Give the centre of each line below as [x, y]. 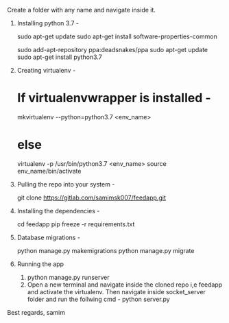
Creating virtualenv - [46, 70]
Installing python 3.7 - [48, 23]
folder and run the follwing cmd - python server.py [98, 299]
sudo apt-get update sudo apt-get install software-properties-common [117, 36]
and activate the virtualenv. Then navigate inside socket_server [116, 291]
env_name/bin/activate [49, 171]
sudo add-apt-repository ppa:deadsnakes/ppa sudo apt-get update [112, 50]
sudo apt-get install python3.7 [60, 57]
